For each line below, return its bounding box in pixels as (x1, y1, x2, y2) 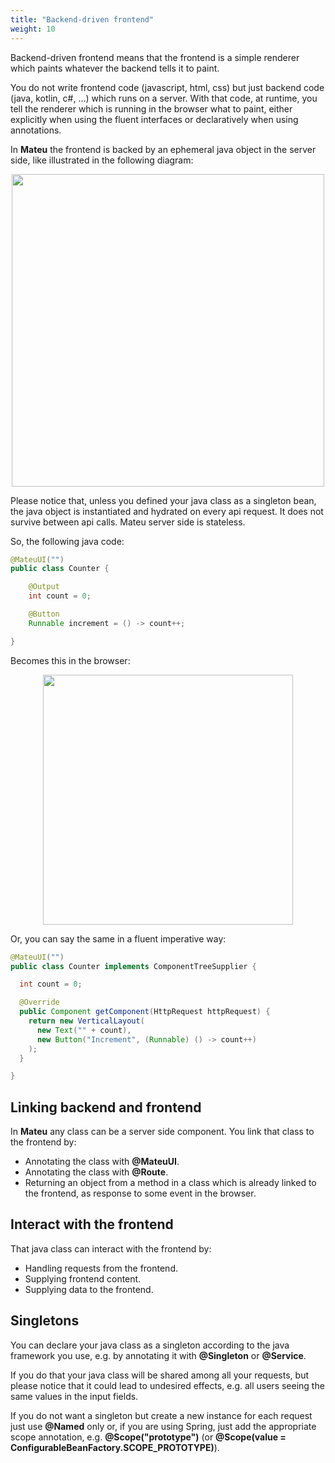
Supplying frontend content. (24, 1272, 142, 1285)
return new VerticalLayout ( (28, 1016, 145, 1026)
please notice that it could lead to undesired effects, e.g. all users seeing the (10, 1379, 325, 1391)
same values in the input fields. (10, 1390, 139, 1402)
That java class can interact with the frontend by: (10, 1242, 212, 1255)
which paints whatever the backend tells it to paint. (10, 62, 220, 74)
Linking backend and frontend (10, 1099, 202, 1116)
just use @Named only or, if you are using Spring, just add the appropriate (10, 1420, 317, 1432)
